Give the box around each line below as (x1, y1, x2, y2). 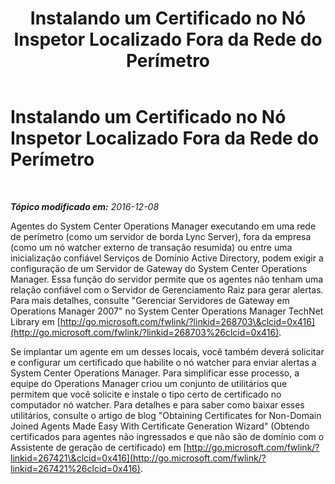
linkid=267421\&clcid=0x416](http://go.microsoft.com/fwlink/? (10, 452, 267, 464)
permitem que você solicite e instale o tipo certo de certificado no (10, 388, 282, 400)
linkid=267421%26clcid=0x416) (10, 462, 141, 474)
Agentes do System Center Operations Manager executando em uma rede (10, 220, 317, 232)
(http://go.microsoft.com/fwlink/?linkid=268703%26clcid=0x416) (10, 326, 280, 338)
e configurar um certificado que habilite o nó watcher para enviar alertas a (10, 356, 317, 368)
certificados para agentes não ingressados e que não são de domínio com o (10, 430, 325, 442)
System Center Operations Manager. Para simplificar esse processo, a (10, 367, 300, 379)
